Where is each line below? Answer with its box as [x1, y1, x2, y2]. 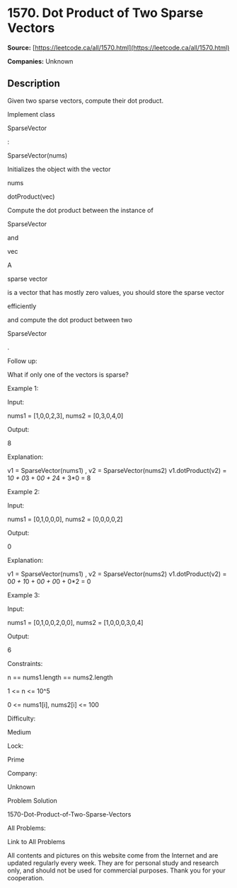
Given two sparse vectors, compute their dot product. [7, 96, 164, 105]
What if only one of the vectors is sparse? [7, 370, 129, 379]
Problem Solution [7, 796, 58, 805]
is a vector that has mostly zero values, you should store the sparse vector [7, 288, 225, 296]
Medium [7, 728, 32, 736]
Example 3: [7, 590, 40, 599]
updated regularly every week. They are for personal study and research [7, 858, 219, 867]
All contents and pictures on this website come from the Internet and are [7, 851, 219, 860]
